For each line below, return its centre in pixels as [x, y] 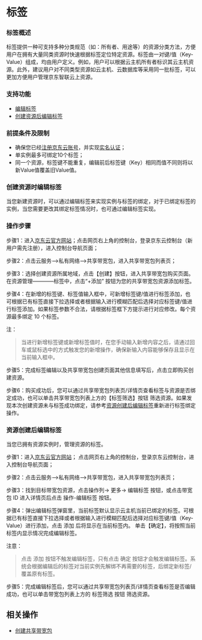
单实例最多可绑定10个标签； [49, 155]
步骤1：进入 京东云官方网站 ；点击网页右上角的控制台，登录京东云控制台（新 [99, 240]
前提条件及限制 [28, 133]
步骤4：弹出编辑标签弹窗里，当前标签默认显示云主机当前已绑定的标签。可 [98, 510]
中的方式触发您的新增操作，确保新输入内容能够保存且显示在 [121, 350]
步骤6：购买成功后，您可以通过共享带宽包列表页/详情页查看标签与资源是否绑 [101, 390]
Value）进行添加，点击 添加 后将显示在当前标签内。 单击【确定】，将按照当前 [101, 525]
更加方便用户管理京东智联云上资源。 [51, 77]
